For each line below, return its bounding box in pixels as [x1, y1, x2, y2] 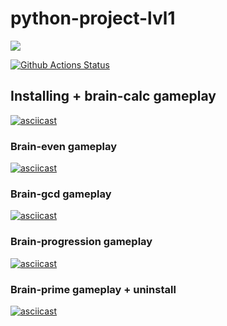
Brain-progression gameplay [10, 235, 153, 249]
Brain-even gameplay [10, 139, 118, 153]
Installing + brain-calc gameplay [10, 88, 217, 105]
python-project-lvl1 [10, 7, 176, 30]
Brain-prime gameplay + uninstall [10, 282, 177, 296]
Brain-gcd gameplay [10, 187, 112, 201]
